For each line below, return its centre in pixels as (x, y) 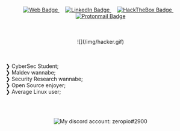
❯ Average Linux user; (33, 92)
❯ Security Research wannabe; (44, 79)
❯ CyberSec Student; (32, 66)
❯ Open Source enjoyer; (36, 85)
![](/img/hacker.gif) (101, 42)
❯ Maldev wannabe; (31, 72)
